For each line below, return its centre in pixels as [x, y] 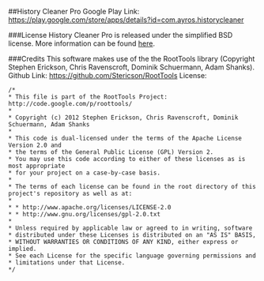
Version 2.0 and [35, 145]
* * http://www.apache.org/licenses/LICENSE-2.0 [90, 208]
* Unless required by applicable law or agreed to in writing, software [130, 228]
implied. [23, 249]
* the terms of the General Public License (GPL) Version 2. [111, 152]
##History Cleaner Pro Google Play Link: [74, 11]
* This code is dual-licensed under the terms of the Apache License [125, 138]
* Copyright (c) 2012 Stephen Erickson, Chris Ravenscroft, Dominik [123, 118]
